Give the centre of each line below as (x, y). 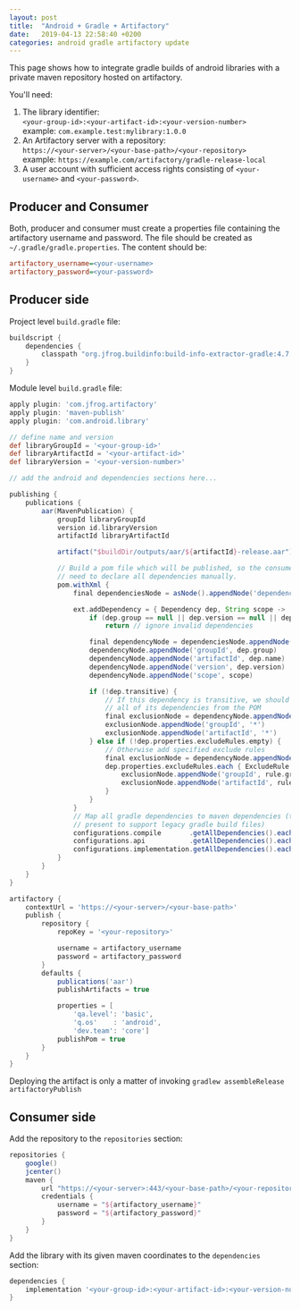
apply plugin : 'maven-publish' (67, 412)
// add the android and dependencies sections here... (113, 478)
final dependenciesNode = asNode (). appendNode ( (163, 593)
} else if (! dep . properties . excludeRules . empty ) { (185, 741)
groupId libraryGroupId (101, 520)
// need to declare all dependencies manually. (147, 577)
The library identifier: (61, 112)
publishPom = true (91, 1039)
